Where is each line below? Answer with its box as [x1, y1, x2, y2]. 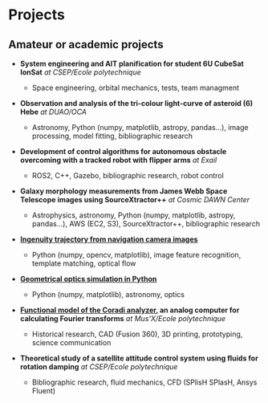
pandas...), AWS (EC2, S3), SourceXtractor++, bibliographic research [31, 219, 261, 228]
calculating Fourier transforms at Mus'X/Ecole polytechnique [19, 314, 226, 323]
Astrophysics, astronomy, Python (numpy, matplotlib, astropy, [31, 210, 236, 220]
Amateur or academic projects [8, 38, 164, 51]
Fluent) [31, 386, 56, 395]
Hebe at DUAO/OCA [19, 107, 87, 116]
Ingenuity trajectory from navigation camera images [19, 234, 198, 244]
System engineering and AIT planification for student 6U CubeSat [19, 59, 245, 68]
